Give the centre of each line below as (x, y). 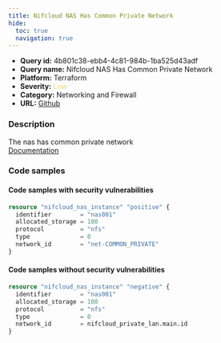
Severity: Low (44, 87)
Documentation (34, 150)
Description (32, 124)
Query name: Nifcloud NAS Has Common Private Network (116, 70)
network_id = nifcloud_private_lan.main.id (102, 324)
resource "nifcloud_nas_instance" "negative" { (89, 287)
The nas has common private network (71, 142)
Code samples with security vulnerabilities (81, 190)
